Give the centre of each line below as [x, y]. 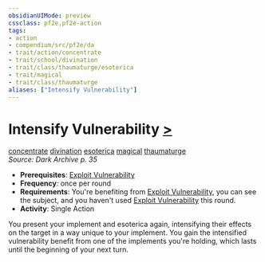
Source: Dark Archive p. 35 [53, 159]
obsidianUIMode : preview [49, 16]
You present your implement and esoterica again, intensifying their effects [130, 225]
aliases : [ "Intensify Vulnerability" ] [73, 90]
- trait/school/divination [53, 61]
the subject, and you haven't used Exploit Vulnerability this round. [128, 201]
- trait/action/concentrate [55, 53]
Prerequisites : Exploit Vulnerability [77, 175]
